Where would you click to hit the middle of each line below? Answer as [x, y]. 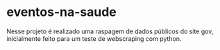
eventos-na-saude [61, 12]
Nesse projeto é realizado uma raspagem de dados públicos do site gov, [110, 31]
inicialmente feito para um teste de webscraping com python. [94, 38]
